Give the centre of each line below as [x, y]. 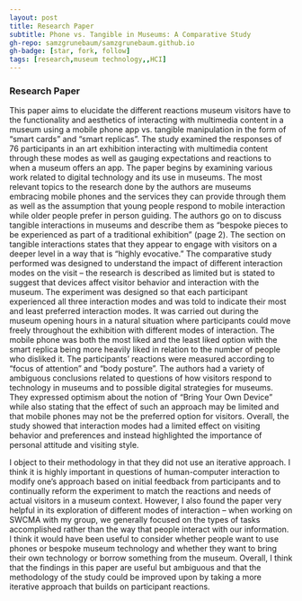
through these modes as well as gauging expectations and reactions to [140, 158]
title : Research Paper [52, 26]
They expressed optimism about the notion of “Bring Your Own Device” [141, 398]
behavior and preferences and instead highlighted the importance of [136, 435]
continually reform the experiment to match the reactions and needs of [140, 491]
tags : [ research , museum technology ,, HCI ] [88, 59]
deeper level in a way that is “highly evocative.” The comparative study [141, 254]
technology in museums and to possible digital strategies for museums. [142, 388]
